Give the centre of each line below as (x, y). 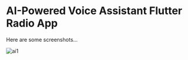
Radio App (32, 23)
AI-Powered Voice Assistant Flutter (94, 11)
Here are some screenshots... (42, 39)
